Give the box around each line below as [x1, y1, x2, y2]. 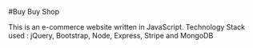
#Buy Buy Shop [8, 7, 60, 16]
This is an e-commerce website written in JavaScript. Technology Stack [8, 22, 246, 31]
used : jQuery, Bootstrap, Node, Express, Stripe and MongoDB [8, 31, 214, 40]
